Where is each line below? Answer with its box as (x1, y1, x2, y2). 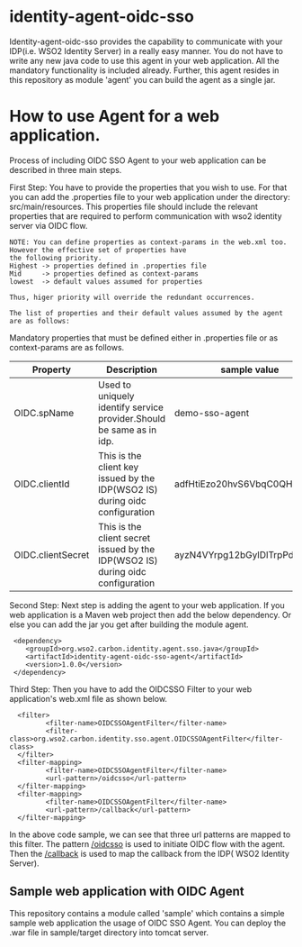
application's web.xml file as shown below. (9, 693, 168, 704)
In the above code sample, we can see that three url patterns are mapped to (9, 829, 291, 840)
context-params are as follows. (9, 341, 125, 352)
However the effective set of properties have (9, 245, 187, 254)
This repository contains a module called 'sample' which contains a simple (9, 907, 285, 918)
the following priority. (9, 253, 102, 262)
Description (106, 363, 158, 376)
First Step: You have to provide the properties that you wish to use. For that (9, 182, 288, 193)
